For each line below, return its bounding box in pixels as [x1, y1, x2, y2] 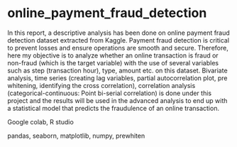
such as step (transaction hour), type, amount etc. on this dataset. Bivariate [7, 66, 228, 75]
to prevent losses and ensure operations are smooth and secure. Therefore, [7, 43, 228, 52]
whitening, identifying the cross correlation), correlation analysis [7, 81, 196, 89]
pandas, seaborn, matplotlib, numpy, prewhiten [7, 131, 145, 140]
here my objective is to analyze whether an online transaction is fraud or [7, 51, 219, 60]
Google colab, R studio [7, 117, 75, 126]
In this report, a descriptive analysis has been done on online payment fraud [7, 28, 231, 37]
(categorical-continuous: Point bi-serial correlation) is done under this [7, 89, 211, 97]
